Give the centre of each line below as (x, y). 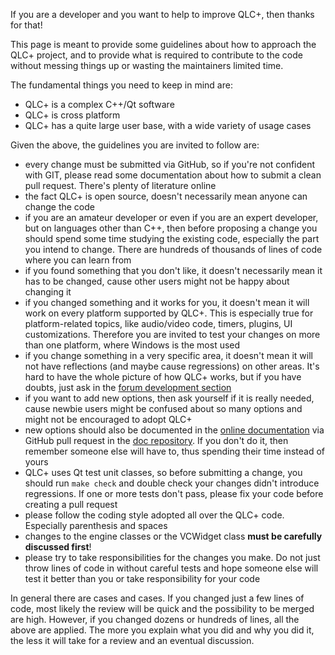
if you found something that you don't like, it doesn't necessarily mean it (173, 270)
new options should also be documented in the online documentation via (174, 430)
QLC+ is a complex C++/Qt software (99, 104)
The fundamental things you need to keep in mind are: (121, 85)
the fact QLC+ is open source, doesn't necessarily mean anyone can (166, 196)
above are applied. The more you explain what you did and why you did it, (162, 630)
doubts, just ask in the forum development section (128, 387)
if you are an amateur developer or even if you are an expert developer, (171, 217)
